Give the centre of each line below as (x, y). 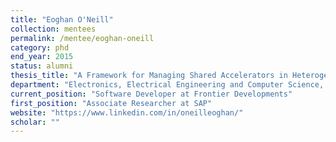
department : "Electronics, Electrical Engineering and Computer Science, (167, 85)
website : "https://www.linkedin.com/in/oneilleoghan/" (127, 112)
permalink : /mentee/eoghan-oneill (82, 38)
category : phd (40, 47)
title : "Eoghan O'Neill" (62, 19)
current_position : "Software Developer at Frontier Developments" (151, 94)
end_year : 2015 (42, 57)
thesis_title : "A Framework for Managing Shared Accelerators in (149, 76)
